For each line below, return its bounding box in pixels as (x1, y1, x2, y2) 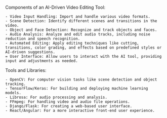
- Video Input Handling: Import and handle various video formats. (5, 14, 151, 19)
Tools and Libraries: (5, 67, 47, 73)
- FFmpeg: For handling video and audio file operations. (5, 99, 130, 104)
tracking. (5, 82, 26, 87)
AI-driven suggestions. (5, 50, 56, 55)
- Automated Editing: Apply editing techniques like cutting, (5, 41, 139, 46)
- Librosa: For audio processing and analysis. (5, 95, 108, 100)
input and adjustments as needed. (5, 58, 78, 63)
